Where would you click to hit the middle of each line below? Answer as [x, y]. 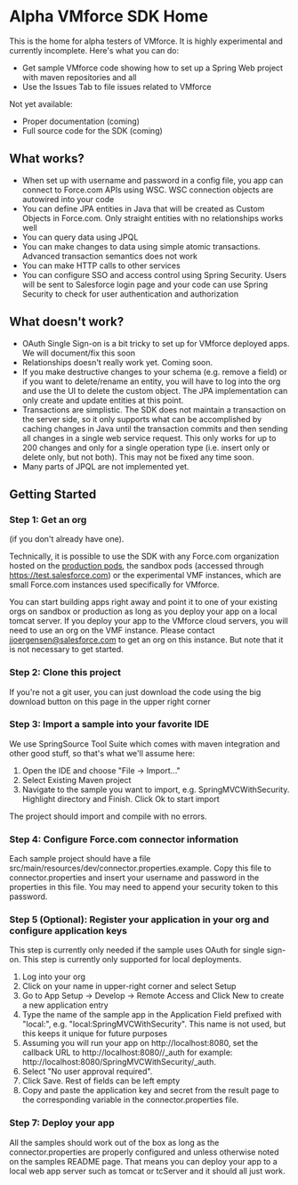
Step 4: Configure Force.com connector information [124, 839]
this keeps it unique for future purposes [94, 1034]
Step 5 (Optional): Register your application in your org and [139, 919]
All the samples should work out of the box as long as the [114, 1142]
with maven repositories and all [79, 77]
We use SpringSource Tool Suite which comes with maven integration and [145, 744]
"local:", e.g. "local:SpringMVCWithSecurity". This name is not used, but [154, 1024]
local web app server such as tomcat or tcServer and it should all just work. [148, 1171]
